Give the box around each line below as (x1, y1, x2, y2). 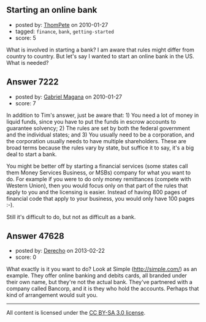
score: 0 (15, 253, 37, 261)
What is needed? (6, 59, 49, 66)
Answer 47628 (6, 231, 64, 241)
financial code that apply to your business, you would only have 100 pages (6, 195, 195, 202)
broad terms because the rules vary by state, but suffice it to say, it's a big (6, 144, 194, 151)
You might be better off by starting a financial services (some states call (6, 162, 188, 170)
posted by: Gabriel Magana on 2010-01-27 (15, 93, 123, 100)
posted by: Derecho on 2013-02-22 (15, 247, 105, 255)
